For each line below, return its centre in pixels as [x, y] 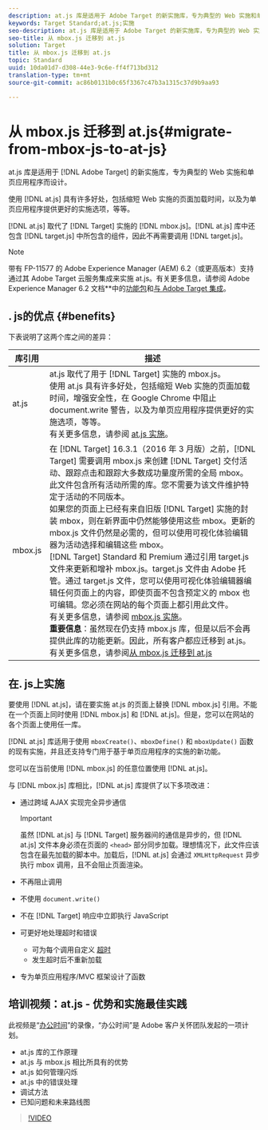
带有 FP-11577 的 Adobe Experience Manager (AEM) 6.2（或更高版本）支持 [131, 269]
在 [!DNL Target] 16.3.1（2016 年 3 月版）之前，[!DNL [152, 449]
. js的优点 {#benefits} [62, 316]
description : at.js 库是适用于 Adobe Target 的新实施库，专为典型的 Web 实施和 [132, 16]
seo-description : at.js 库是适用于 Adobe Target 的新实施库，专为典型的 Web [129, 30]
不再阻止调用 [41, 882]
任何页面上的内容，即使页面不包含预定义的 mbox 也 [154, 593]
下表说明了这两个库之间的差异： [61, 337]
